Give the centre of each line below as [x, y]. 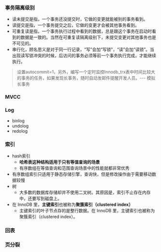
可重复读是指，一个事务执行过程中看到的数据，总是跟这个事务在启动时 [82, 31]
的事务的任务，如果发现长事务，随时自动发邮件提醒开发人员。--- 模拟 [86, 78]
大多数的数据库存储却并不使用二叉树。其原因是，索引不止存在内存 [85, 192]
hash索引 [21, 156]
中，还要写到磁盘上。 [40, 198]
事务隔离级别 [20, 7]
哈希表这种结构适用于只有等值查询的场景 [59, 162]
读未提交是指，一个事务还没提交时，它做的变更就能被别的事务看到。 [80, 19]
